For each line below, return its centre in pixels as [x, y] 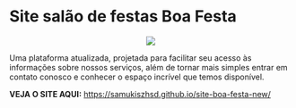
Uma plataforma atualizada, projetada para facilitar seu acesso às [131, 58]
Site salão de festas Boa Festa [123, 17]
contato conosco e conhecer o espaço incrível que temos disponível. [137, 77]
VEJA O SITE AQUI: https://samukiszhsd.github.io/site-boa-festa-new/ [140, 94]
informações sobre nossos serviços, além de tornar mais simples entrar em [149, 67]
